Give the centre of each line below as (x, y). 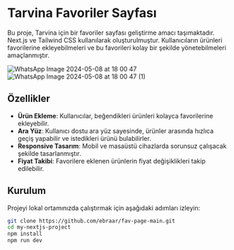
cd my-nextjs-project (39, 227)
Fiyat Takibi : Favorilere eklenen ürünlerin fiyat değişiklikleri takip (112, 161)
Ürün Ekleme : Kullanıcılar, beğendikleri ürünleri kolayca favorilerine (115, 115)
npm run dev (25, 241)
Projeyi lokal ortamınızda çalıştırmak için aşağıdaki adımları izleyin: (104, 208)
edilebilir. (31, 169)
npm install (25, 234)
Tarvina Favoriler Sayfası (82, 13)
